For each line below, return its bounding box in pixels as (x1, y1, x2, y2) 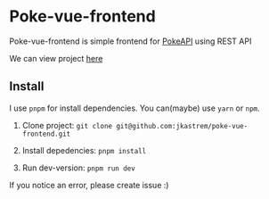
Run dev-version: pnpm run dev (21, 162, 135, 173)
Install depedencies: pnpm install (21, 145, 147, 155)
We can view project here (9, 53, 103, 63)
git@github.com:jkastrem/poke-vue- (115, 121, 249, 130)
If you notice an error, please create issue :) (9, 179, 169, 190)
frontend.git (21, 129, 71, 138)
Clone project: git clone (21, 120, 113, 130)
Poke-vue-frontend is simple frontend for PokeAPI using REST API (9, 36, 252, 46)
